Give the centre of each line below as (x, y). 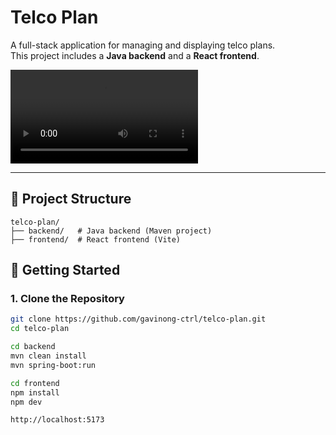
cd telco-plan (40, 329)
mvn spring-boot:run (53, 365)
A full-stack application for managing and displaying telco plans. (143, 45)
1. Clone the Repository (67, 299)
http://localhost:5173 (57, 420)
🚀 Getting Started (65, 270)
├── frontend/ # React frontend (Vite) (96, 239)
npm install (35, 392)
